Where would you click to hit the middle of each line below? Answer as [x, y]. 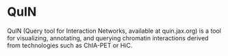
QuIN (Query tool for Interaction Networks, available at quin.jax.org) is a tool [114, 31]
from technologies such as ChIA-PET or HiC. [70, 45]
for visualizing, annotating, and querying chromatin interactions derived [108, 38]
